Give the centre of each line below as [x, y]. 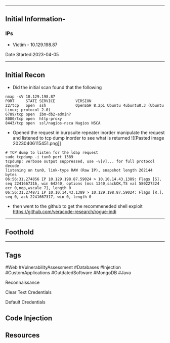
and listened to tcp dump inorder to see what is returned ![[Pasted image [88, 138]
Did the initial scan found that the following [57, 87]
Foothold [20, 232]
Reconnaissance [23, 283]
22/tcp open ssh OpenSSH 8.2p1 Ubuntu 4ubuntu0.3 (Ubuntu [85, 105]
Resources [23, 335]
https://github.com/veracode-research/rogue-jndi [64, 211]
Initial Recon [25, 75]
